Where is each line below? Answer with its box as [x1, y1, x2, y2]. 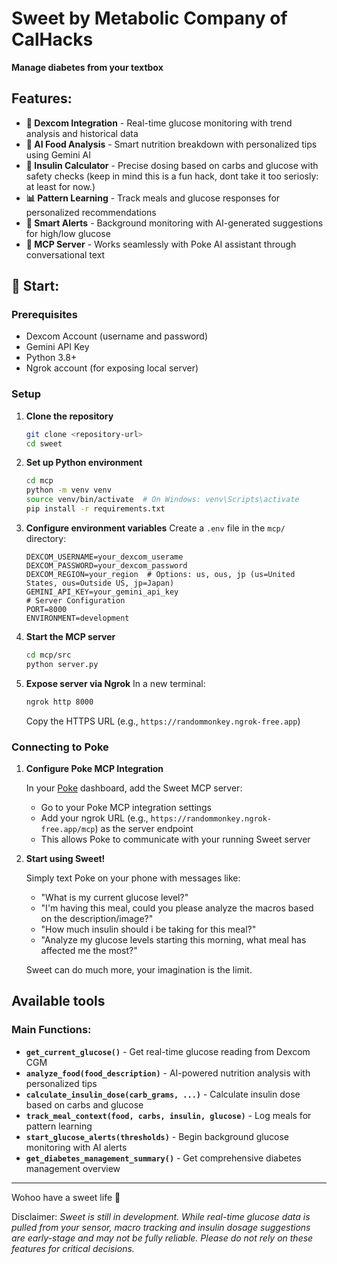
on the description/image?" [40, 912, 154, 924]
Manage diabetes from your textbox [11, 61, 164, 73]
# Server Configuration [25, 595, 126, 606]
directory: [25, 532, 67, 544]
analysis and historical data [25, 127, 139, 139]
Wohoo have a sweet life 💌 [11, 1191, 121, 1203]
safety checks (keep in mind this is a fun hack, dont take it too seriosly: [25, 170, 319, 182]
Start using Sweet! [25, 852, 106, 864]
